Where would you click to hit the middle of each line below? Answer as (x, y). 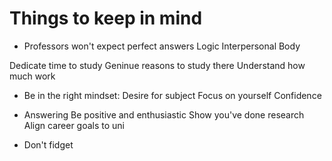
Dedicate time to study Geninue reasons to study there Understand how (157, 65)
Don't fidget (48, 144)
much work (32, 76)
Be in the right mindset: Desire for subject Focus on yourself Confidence (172, 95)
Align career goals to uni (74, 125)
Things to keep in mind (106, 18)
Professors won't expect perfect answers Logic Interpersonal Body (162, 46)
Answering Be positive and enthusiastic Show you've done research (164, 114)
